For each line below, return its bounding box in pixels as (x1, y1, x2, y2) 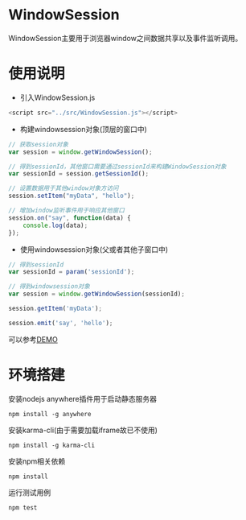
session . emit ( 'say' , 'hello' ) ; (8, 319, 113, 327)
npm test (8, 503, 38, 512)
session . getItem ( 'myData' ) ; (8, 304, 103, 312)
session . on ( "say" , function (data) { (8, 213, 131, 222)
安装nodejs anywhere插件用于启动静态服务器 (8, 394, 158, 403)
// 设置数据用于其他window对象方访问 (8, 184, 119, 192)
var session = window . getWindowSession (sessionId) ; (8, 290, 185, 299)
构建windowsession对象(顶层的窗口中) (19, 124, 147, 134)
